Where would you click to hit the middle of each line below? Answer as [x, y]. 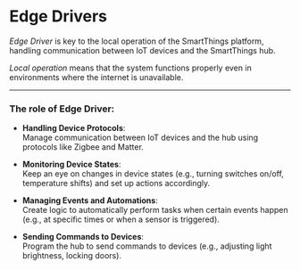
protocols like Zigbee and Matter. [83, 147]
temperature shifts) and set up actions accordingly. [116, 184]
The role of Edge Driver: [62, 109]
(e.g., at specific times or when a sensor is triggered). [121, 219]
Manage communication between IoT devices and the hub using [140, 138]
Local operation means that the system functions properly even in [130, 68]
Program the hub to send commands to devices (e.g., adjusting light [147, 246]
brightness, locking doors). [72, 256]
